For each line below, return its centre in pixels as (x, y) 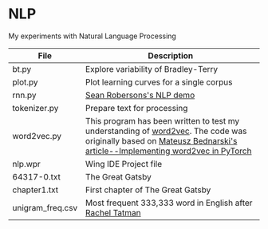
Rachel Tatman (113, 212)
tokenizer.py (35, 108)
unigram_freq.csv (45, 207)
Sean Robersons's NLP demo (140, 95)
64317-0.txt (37, 176)
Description (171, 55)
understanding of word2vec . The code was (166, 131)
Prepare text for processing (136, 108)
